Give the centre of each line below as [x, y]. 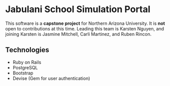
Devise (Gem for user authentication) [51, 78]
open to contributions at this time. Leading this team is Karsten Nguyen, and [85, 28]
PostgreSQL [25, 67]
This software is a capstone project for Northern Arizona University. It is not [85, 23]
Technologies [27, 50]
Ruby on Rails [27, 62]
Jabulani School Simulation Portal [78, 9]
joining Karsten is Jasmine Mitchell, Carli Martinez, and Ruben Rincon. [78, 34]
